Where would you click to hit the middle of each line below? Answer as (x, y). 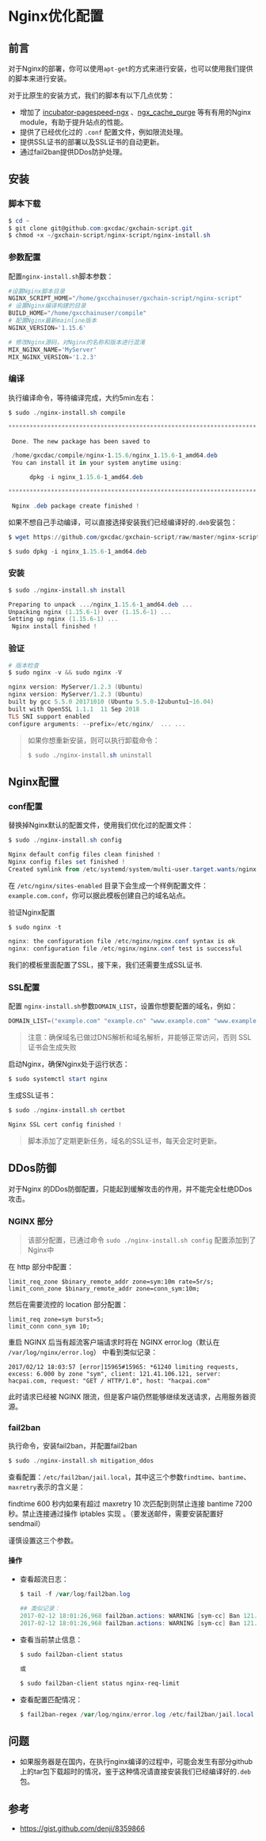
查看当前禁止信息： (51, 1640)
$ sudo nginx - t (35, 927)
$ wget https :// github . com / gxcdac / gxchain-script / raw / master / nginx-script (134, 537)
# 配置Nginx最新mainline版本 (53, 321)
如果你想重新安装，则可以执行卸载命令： (93, 740)
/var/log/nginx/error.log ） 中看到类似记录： (83, 1352)
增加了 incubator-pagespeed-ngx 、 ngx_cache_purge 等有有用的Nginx (135, 112)
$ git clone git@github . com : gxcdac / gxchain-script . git (101, 228)
